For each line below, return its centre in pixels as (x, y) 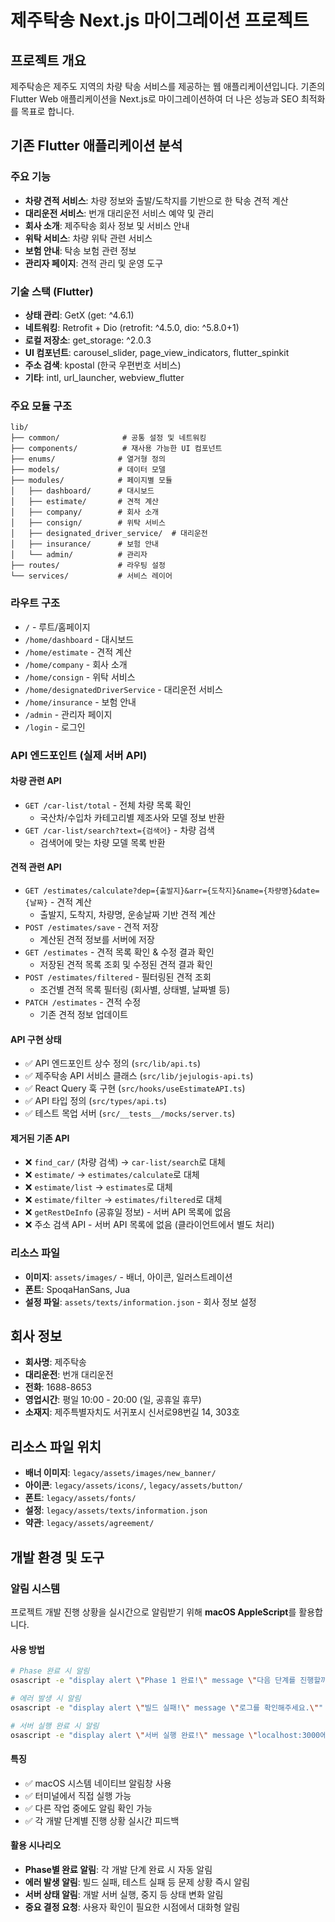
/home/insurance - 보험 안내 (80, 702)
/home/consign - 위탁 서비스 (80, 677)
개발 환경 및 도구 (57, 1557)
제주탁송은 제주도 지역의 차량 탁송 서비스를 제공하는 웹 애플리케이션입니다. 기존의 (168, 86)
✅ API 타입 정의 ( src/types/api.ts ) (96, 1101)
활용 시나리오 (36, 1845)
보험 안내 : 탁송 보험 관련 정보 (80, 250)
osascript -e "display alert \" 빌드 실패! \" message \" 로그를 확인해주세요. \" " (167, 1707)
